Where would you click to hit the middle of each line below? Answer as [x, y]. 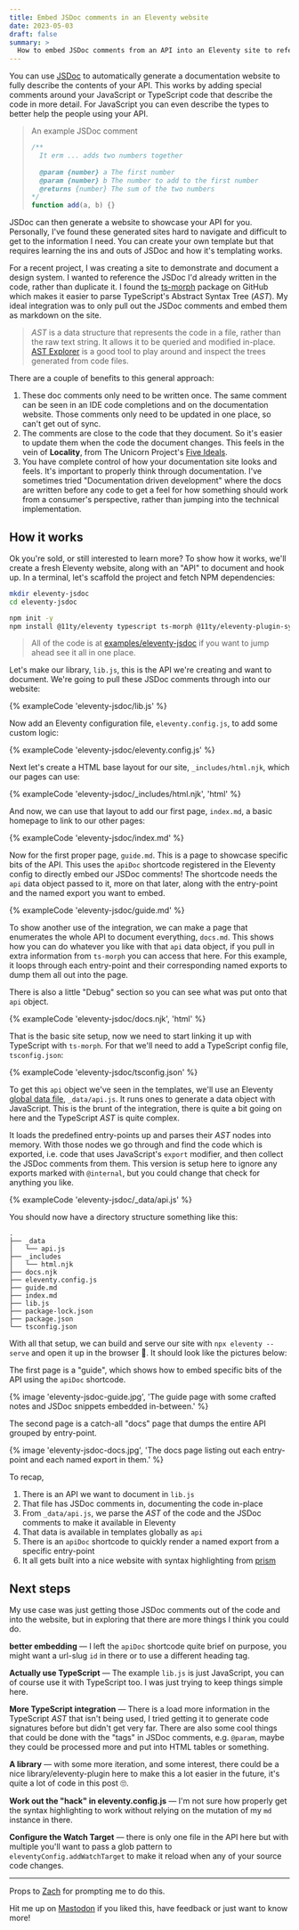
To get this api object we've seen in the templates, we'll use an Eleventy [141, 1090]
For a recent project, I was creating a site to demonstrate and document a [144, 268]
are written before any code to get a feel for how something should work [155, 490]
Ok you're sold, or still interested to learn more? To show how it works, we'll [148, 558]
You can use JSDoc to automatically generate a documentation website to [145, 76]
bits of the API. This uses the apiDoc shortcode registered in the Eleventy [142, 865]
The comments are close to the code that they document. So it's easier [152, 434]
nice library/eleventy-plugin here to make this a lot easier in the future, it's [145, 1774]
